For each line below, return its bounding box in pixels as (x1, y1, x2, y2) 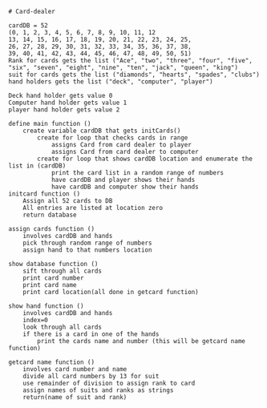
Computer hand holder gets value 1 (8, 99, 127, 107)
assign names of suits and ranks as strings (22, 386, 174, 394)
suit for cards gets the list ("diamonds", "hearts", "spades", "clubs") (8, 71, 261, 79)
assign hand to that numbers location (22, 246, 152, 254)
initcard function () (8, 190, 81, 198)
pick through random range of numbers (22, 239, 152, 247)
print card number (22, 274, 84, 282)
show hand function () (8, 302, 84, 310)
